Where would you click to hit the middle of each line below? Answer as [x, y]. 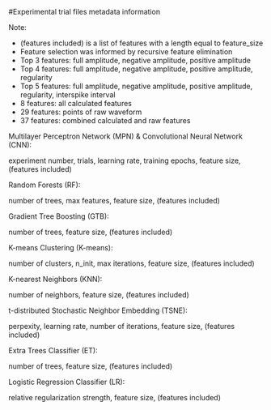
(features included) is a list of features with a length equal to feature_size [142, 43]
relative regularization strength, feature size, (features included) [114, 397]
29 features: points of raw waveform [81, 112]
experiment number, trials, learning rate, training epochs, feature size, [125, 160]
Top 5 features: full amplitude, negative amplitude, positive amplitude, [136, 86]
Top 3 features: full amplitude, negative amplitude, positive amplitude [135, 60]
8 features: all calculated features [76, 103]
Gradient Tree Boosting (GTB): [59, 216]
